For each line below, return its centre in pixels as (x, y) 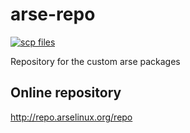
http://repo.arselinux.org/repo (71, 117)
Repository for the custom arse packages (95, 61)
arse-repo (53, 14)
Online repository (66, 93)
